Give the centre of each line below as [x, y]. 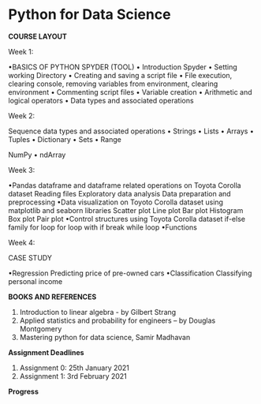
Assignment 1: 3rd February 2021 [73, 376]
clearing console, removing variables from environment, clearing [113, 84]
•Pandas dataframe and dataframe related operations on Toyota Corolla [125, 185]
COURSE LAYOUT [37, 36]
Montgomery [41, 328]
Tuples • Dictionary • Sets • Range [65, 139]
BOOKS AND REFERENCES [52, 297]
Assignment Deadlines [46, 352]
